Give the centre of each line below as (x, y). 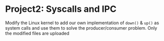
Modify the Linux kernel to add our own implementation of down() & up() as (82, 23)
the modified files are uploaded (37, 33)
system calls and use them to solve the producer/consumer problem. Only (81, 28)
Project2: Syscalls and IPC (61, 9)
